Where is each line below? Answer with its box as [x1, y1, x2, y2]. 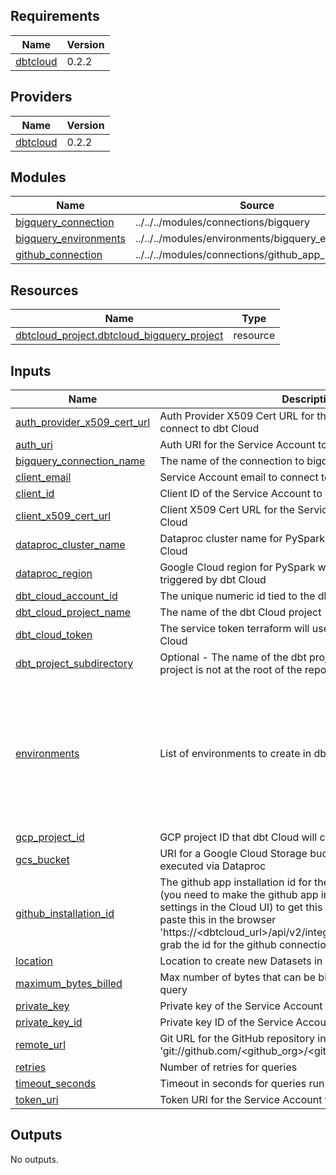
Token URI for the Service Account [159, 1093, 323, 1107]
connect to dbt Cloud [159, 422, 260, 436]
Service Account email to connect [159, 470, 319, 484]
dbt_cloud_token [15, 628, 93, 642]
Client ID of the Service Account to [159, 487, 323, 501]
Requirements [10, 8, 100, 25]
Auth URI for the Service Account [159, 438, 316, 452]
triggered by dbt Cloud [159, 573, 267, 587]
